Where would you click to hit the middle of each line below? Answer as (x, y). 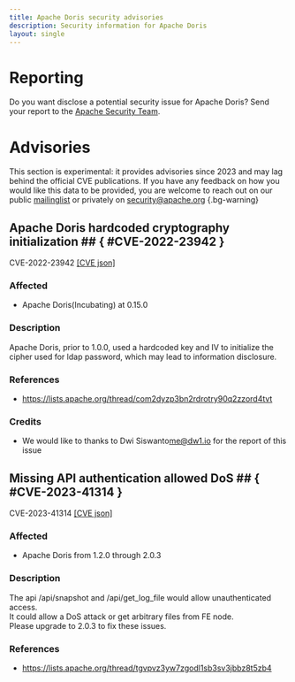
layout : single (37, 34)
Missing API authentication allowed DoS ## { (135, 478)
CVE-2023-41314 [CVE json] (61, 513)
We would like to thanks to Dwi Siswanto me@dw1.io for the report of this (154, 441)
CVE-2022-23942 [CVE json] (62, 263)
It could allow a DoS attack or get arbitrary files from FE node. (121, 617)
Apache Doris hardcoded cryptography (119, 228)
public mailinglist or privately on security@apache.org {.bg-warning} (134, 200)
